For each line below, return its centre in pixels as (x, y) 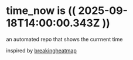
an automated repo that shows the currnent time (64, 39)
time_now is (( (41, 11)
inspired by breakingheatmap (42, 50)
